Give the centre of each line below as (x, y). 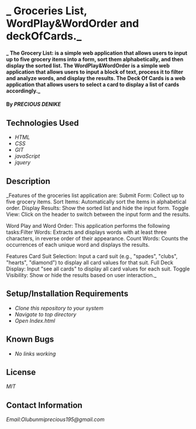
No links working (35, 354)
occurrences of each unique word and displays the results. (78, 245)
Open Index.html (35, 320)
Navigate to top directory (46, 314)
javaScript (27, 156)
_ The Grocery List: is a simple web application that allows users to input (97, 53)
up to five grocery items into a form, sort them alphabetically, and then (95, 59)
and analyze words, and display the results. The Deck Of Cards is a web (96, 78)
